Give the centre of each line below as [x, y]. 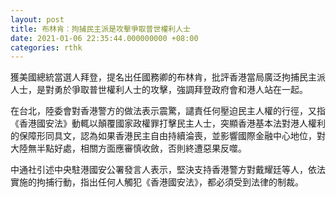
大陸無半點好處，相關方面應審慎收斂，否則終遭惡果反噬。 [128, 148]
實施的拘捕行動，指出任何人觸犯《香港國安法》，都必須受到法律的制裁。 [157, 182]
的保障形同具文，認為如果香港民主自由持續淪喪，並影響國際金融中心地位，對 [168, 136]
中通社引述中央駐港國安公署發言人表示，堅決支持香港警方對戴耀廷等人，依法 [168, 170]
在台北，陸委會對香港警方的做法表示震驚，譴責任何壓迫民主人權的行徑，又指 [168, 111]
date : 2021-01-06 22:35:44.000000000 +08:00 [104, 38]
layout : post [37, 19]
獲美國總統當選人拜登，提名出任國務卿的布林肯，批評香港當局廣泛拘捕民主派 [168, 77]
